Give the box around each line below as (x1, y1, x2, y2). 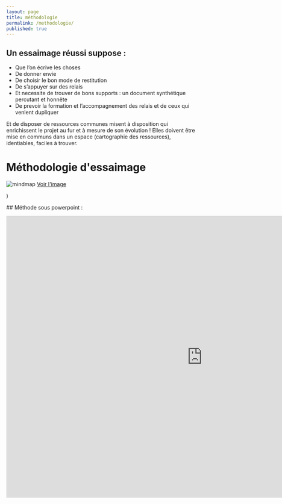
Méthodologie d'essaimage (6, 161, 146, 175)
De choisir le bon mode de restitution (14, 76, 107, 84)
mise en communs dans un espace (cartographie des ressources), (6, 133, 171, 140)
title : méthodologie (6, 14, 58, 20)
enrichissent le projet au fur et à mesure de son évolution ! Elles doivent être (6, 127, 195, 134)
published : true (6, 25, 47, 32)
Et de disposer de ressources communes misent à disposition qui (6, 120, 169, 128)
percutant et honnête (14, 96, 67, 103)
